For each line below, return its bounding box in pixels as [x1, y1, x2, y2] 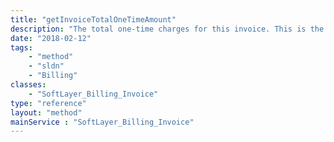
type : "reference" [10, 98, 87, 108]
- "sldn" [28, 61, 65, 71]
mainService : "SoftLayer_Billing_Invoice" [10, 117, 195, 127]
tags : [10, 42, 33, 53]
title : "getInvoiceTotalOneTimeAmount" [10, 14, 177, 25]
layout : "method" [10, 107, 83, 118]
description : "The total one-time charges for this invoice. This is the [10, 24, 325, 34]
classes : [10, 80, 47, 90]
